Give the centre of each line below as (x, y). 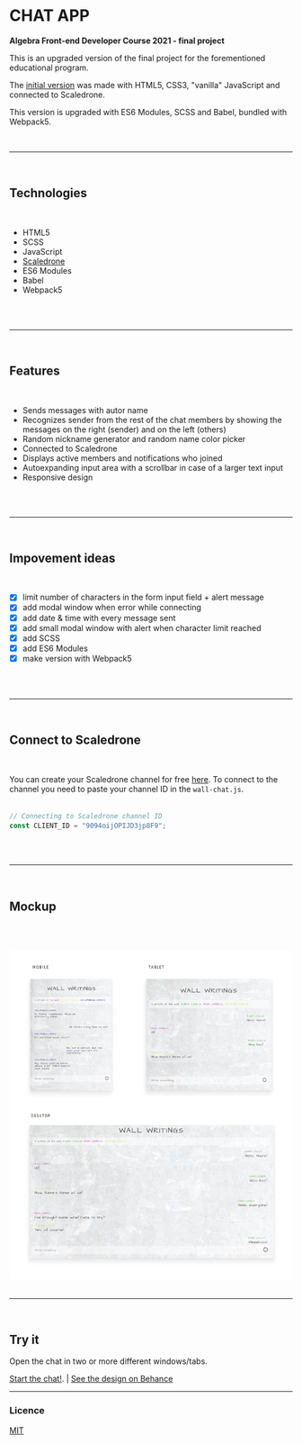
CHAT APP (49, 16)
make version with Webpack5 (77, 658)
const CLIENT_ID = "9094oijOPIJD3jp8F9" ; (88, 826)
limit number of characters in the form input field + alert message (143, 597)
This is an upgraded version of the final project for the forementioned (138, 58)
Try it (24, 1340)
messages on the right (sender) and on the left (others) (124, 429)
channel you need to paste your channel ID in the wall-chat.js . (127, 789)
